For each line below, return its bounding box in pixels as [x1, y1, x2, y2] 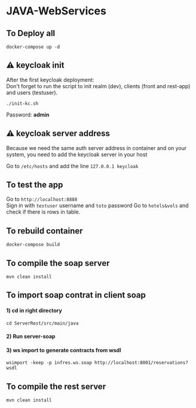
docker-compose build [6, 242, 60, 248]
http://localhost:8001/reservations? [94, 360, 188, 366]
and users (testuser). [6, 89, 58, 96]
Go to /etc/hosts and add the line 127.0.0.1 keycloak [6, 162, 139, 169]
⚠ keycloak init [6, 60, 65, 70]
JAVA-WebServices [6, 4, 106, 18]
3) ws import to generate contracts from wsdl [6, 346, 121, 353]
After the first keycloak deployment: [6, 76, 94, 83]
